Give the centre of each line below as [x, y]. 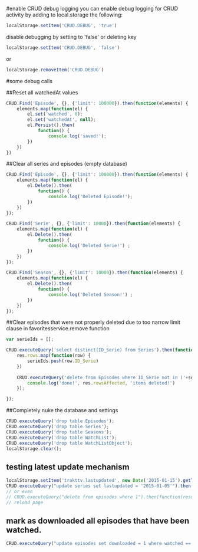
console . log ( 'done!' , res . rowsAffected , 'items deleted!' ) [101, 383]
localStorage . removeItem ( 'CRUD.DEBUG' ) [55, 70]
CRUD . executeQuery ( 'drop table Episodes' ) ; [60, 421]
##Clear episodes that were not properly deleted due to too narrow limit [93, 322]
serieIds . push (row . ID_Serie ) [63, 361]
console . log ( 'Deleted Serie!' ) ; [89, 245]
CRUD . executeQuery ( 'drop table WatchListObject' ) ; [70, 443]
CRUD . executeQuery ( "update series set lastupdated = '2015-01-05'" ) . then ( [100, 486]
